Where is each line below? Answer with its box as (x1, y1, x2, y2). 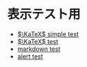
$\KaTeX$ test (17, 37, 58, 45)
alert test (17, 52, 43, 60)
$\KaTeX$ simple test (17, 29, 79, 38)
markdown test (17, 45, 61, 53)
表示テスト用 (7, 6, 81, 22)
